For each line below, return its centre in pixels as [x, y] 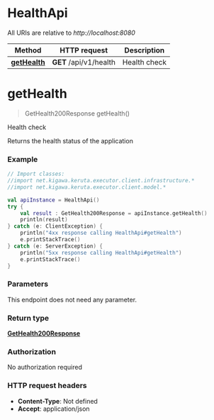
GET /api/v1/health [84, 62]
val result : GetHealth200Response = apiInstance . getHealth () [114, 213]
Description [145, 50]
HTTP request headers [47, 386]
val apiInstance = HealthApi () [53, 200]
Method [28, 50]
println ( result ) [44, 220]
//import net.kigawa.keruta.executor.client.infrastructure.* [101, 181]
